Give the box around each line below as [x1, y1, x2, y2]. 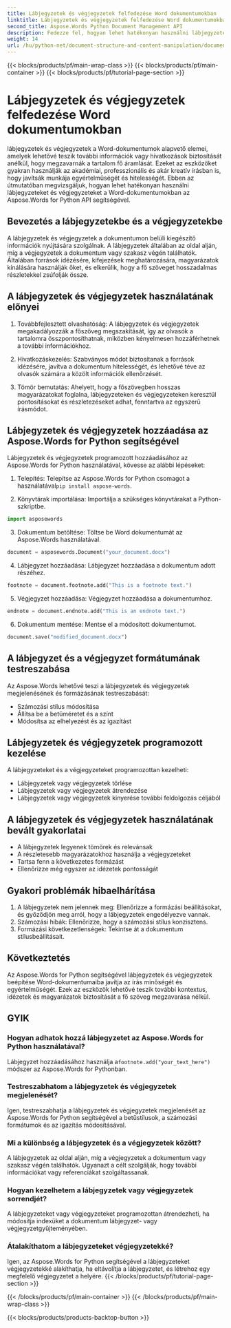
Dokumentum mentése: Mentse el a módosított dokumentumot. [16, 620, 197, 628]
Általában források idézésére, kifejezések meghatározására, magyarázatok [7, 256, 219, 264]
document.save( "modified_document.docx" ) [7, 633, 128, 641]
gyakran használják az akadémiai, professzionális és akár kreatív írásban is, [7, 166, 221, 174]
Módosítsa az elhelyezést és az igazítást [16, 717, 132, 725]
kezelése [7, 747, 47, 759]
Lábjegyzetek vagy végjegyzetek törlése [16, 779, 132, 787]
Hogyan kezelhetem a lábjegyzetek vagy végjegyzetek [7, 1185, 194, 1195]
